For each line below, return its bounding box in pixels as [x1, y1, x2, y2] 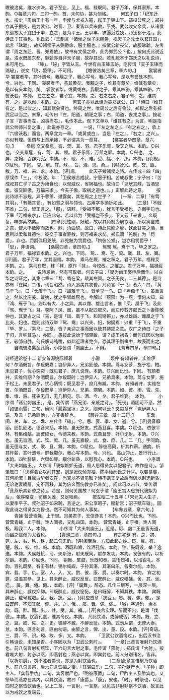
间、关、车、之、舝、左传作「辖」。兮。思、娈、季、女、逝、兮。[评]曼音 [5, 418, 156, 424]
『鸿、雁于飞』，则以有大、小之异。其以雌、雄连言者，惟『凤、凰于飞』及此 [5, 300, 162, 306]
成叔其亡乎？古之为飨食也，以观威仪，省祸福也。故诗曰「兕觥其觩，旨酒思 [5, 181, 159, 186]
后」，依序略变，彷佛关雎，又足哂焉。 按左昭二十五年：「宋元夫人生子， [5, 494, 161, 500]
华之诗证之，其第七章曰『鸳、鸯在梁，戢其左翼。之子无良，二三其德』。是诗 [5, 275, 162, 281]
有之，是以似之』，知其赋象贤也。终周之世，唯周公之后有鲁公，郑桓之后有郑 [5, 105, 162, 111]
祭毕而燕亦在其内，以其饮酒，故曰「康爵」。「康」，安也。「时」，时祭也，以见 [5, 677, 162, 682]
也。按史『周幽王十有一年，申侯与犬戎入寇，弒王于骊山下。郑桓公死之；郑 [5, 17, 159, 23]
